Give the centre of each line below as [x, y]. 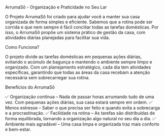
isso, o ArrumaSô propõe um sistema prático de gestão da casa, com [75, 32]
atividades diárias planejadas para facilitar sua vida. [58, 37]
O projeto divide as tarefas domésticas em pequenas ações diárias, [73, 57]
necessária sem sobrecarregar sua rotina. [48, 78]
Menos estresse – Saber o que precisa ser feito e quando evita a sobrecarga [82, 108]
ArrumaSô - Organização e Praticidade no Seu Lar [56, 7]
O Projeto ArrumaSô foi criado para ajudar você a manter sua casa [73, 17]
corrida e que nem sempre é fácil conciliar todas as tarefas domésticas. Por [82, 27]
